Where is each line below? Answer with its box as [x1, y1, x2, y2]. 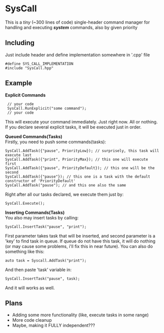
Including [5, 39, 35, 47]
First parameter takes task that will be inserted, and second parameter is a [5, 233, 156, 239]
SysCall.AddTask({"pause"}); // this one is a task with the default [5, 174, 151, 179]
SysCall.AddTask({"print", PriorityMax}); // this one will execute [5, 157, 148, 162]
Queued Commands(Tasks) [5, 133, 62, 139]
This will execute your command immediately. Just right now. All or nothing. [5, 119, 158, 124]
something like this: [5, 248, 45, 254]
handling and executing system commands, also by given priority [5, 24, 137, 30]
